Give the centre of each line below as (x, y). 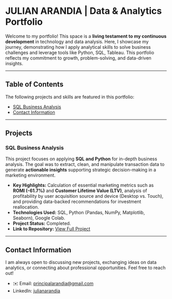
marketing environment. (30, 175)
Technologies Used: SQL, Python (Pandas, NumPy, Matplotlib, (79, 213)
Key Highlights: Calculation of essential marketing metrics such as (83, 185)
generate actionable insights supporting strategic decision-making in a (81, 170)
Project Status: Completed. (42, 223)
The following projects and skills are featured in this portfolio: (70, 97)
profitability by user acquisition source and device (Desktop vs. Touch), (88, 196)
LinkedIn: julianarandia (36, 291)
